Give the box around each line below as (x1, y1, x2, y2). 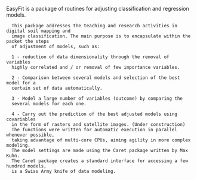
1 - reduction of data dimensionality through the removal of (11, 54, 170, 60)
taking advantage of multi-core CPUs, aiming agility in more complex (11, 137, 191, 143)
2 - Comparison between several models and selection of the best (11, 75, 180, 81)
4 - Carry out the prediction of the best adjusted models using (11, 111, 178, 117)
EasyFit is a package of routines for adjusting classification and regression (6, 5, 189, 12)
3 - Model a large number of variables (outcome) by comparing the (11, 96, 183, 102)
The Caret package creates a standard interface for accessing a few (11, 158, 188, 164)
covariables (6, 116, 36, 122)
